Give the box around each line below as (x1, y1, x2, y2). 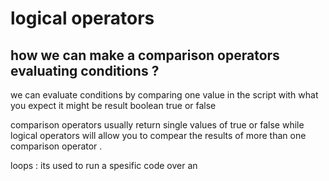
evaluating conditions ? (10, 62, 160, 79)
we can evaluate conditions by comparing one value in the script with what (10, 89, 319, 101)
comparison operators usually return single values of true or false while (10, 119, 305, 131)
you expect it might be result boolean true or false (10, 100, 217, 111)
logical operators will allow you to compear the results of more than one (10, 130, 307, 141)
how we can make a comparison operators (10, 47, 280, 64)
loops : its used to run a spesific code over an (10, 160, 198, 171)
